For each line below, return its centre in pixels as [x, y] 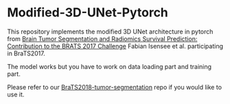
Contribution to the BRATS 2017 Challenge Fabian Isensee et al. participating [115, 46]
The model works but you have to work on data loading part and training [109, 66]
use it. [16, 94]
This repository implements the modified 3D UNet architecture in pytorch [110, 31]
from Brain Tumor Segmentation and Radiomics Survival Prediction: [102, 38]
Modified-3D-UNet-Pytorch [88, 13]
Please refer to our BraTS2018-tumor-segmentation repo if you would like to [114, 87]
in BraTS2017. [26, 53]
